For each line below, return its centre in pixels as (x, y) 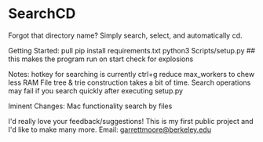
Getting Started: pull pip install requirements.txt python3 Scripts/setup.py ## (132, 50)
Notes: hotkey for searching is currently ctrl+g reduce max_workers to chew (131, 74)
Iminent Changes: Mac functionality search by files (90, 106)
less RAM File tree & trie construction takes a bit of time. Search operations (130, 82)
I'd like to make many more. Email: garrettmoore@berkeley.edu (110, 129)
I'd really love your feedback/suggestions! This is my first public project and (131, 121)
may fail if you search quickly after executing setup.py (95, 90)
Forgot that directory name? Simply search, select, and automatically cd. (125, 35)
